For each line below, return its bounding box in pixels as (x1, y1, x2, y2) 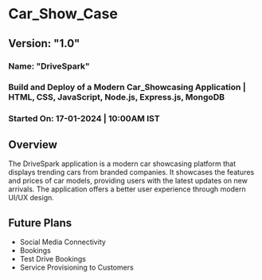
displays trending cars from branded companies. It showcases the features (8, 168, 255, 177)
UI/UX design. (8, 193, 54, 203)
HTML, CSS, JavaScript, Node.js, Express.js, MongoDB (8, 92, 225, 103)
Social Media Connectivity (19, 237, 106, 246)
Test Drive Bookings (19, 254, 86, 263)
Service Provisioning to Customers (19, 262, 134, 272)
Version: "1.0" (8, 37, 80, 50)
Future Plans (8, 216, 72, 230)
